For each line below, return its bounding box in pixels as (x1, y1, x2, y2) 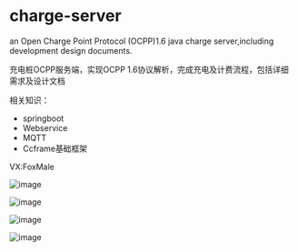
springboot (22, 113, 65, 124)
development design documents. (9, 45, 133, 55)
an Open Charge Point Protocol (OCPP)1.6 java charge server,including (9, 35, 274, 46)
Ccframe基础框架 (22, 143, 88, 154)
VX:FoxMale (9, 161, 55, 172)
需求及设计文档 (9, 75, 65, 86)
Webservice (22, 122, 68, 133)
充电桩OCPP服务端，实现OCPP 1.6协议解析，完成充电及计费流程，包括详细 (9, 64, 289, 75)
